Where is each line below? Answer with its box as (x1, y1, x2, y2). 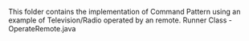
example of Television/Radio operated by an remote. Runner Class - (8, 15, 233, 25)
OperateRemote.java (8, 24, 76, 33)
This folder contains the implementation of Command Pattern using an (8, 7, 241, 16)
